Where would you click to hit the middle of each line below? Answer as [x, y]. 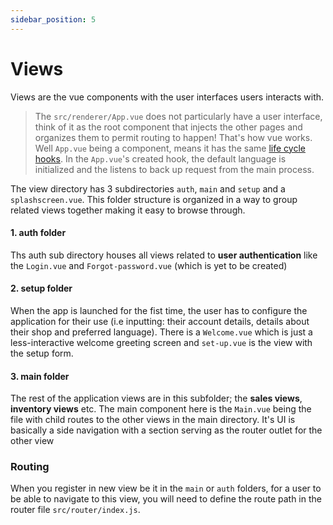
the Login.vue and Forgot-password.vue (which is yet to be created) [149, 265]
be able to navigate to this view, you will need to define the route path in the [166, 499]
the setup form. [42, 353]
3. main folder [40, 376]
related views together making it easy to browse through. [128, 210]
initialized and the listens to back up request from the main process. [174, 169]
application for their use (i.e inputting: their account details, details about [160, 321]
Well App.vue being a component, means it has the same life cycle [170, 148]
